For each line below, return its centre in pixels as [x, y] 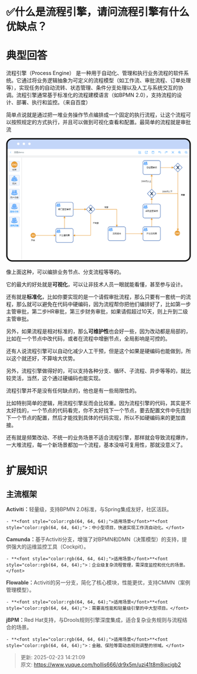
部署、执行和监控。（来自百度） [53, 103]
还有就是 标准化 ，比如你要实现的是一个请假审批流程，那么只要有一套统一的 [96, 297]
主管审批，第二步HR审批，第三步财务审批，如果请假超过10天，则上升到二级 [97, 312]
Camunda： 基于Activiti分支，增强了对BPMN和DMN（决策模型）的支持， [94, 539]
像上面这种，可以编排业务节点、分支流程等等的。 [65, 272]
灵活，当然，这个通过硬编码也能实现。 [57, 378]
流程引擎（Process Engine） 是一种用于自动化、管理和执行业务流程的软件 [95, 73]
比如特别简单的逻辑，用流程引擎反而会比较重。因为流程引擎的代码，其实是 [96, 403]
